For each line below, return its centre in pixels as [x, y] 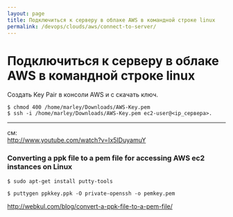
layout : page [26, 14]
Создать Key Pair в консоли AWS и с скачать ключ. [83, 95]
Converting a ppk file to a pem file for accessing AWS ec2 [106, 158]
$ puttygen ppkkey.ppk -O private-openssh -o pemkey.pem [91, 193]
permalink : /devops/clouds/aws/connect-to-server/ [82, 26]
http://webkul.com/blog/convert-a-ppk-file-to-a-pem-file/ [90, 206]
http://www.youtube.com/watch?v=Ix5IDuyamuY [77, 140]
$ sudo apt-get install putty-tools [60, 181]
